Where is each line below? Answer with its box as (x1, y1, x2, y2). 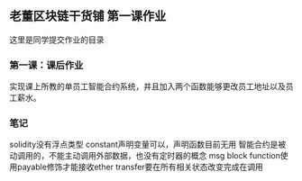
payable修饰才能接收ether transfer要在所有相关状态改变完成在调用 (16, 161, 264, 173)
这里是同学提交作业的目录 (9, 34, 105, 45)
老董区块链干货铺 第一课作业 (9, 8, 167, 24)
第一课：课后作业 (9, 59, 84, 71)
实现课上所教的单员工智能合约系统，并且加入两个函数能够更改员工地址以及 (9, 81, 286, 92)
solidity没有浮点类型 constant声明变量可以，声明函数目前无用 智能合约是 (9, 139, 279, 150)
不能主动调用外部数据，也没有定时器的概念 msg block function (48, 150, 281, 161)
